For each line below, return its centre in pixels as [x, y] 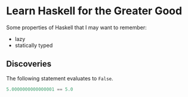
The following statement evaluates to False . [60, 78]
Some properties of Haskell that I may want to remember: [77, 27]
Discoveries [29, 64]
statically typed [34, 45]
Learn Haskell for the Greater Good [94, 11]
